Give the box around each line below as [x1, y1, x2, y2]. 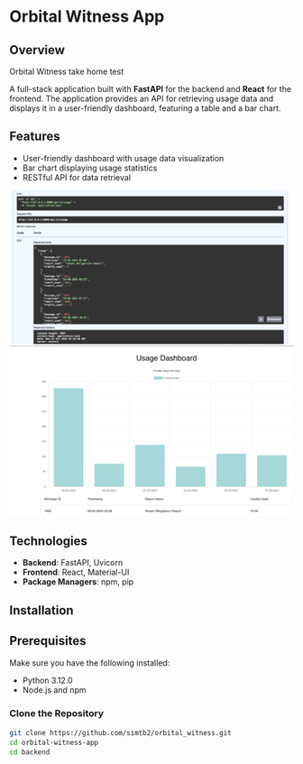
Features [9, 129, 60, 144]
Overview [9, 42, 66, 58]
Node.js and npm [22, 684, 87, 695]
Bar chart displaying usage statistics [22, 162, 158, 173]
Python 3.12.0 [22, 675, 74, 686]
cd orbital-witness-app [9, 738, 99, 747]
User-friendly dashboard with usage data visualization [22, 152, 225, 163]
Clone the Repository [9, 706, 105, 719]
